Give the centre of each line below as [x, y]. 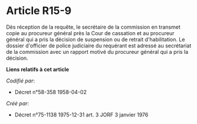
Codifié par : [21, 81]
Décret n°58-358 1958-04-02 [51, 92]
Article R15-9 [39, 11]
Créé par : [18, 103]
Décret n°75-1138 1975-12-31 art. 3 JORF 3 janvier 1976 [81, 115]
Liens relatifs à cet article [38, 69]
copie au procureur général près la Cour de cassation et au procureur [90, 33]
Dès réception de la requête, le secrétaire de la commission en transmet [93, 27]
